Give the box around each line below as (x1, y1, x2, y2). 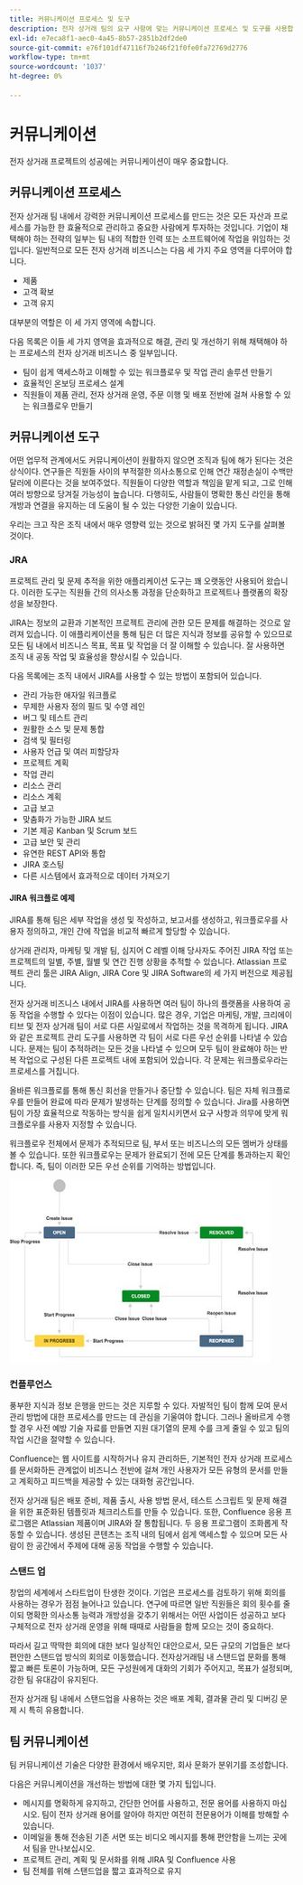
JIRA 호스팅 (22, 858, 65, 869)
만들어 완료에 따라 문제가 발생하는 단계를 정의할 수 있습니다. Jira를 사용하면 (25, 1096, 290, 1107)
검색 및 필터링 (22, 735, 71, 746)
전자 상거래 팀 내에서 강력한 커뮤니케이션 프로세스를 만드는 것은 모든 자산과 (9, 211, 272, 221)
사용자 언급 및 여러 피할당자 (22, 746, 120, 756)
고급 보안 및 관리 (22, 836, 81, 847)
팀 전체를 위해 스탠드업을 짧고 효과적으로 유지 (22, 1866, 182, 1877)
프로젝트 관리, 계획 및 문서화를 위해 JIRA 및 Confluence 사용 (22, 1854, 236, 1865)
